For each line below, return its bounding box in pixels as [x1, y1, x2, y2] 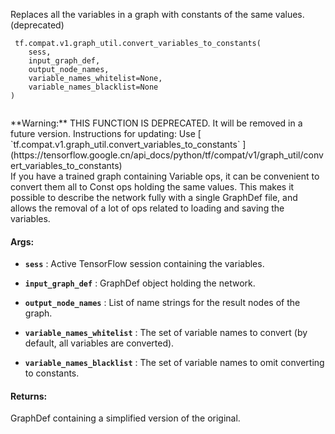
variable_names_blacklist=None [28, 82, 159, 92]
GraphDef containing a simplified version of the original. [10, 412, 241, 424]
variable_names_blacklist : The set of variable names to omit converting [24, 357, 325, 369]
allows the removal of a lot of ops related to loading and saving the [10, 202, 285, 214]
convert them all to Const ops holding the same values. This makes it [10, 181, 295, 193]
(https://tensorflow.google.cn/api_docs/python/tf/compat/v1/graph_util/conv [10, 149, 324, 161]
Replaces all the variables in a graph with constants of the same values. [10, 9, 305, 20]
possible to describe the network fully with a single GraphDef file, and [10, 192, 298, 203]
